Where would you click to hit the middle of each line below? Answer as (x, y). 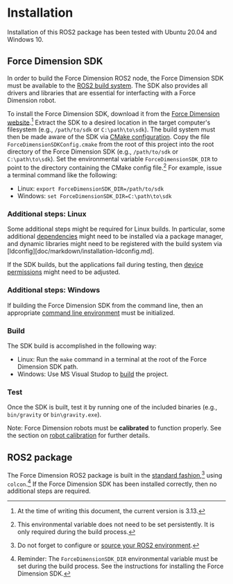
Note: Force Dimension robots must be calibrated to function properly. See (114, 428)
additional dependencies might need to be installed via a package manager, (115, 236)
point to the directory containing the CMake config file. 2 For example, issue (114, 167)
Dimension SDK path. (48, 366)
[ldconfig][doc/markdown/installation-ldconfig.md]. (81, 251)
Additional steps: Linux (47, 213)
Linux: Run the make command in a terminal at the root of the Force (112, 359)
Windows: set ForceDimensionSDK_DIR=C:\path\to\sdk (94, 196)
